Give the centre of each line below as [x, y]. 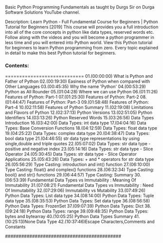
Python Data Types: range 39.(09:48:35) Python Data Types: [88, 211]
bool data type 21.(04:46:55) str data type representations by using [72, 138]
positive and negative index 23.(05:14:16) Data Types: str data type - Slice [79, 149]
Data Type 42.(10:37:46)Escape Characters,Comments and [95, 221]
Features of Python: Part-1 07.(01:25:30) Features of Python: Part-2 [72, 97]
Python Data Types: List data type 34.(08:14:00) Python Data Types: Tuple [80, 196]
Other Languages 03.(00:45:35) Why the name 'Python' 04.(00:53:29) [75, 87]
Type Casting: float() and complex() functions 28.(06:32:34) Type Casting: [80, 170]
